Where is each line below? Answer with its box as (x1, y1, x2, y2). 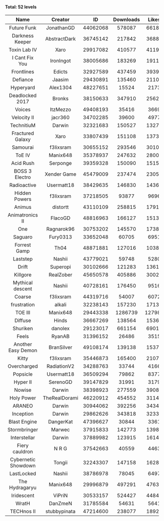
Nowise (14, 387, 32, 394)
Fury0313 (48, 234, 72, 240)
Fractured (11, 130, 34, 137)
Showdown (10, 462, 36, 469)
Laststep (13, 256, 33, 262)
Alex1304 (49, 84, 72, 91)
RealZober (48, 271, 73, 278)
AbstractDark (45, 36, 76, 42)
